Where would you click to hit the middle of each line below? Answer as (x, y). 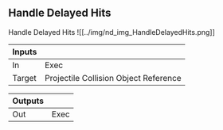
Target (25, 78)
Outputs (28, 101)
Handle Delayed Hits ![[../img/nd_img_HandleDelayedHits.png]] (111, 32)
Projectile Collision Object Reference (113, 78)
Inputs (25, 52)
